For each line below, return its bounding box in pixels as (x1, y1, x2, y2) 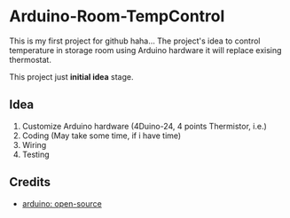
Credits (9, 175, 51, 190)
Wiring (21, 139, 47, 150)
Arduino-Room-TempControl (9, 6, 225, 27)
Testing (21, 149, 51, 160)
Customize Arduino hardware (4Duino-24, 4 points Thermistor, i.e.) (21, 121, 268, 131)
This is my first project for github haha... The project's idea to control (9, 35, 261, 46)
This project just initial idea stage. (9, 71, 134, 82)
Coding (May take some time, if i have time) (21, 130, 182, 141)
